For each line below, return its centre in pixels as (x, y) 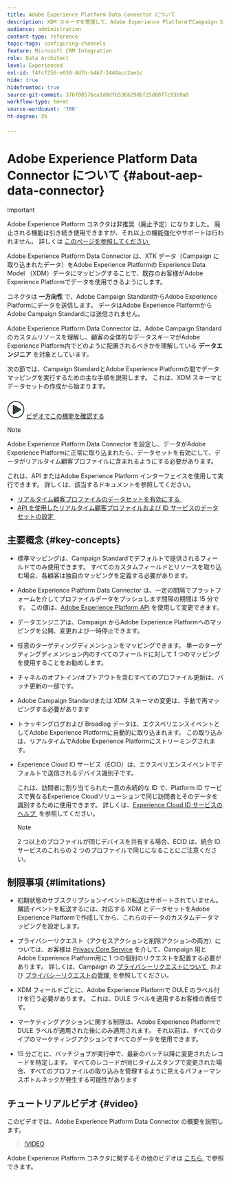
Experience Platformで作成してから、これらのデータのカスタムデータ (115, 918)
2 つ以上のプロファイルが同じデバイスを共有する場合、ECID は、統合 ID (119, 841)
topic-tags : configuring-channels (57, 44)
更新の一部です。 (53, 686)
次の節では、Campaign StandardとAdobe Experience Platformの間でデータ (113, 368)
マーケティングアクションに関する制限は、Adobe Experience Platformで (119, 1022)
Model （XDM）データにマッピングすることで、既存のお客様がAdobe (105, 273)
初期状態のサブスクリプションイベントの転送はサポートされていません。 (119, 900)
